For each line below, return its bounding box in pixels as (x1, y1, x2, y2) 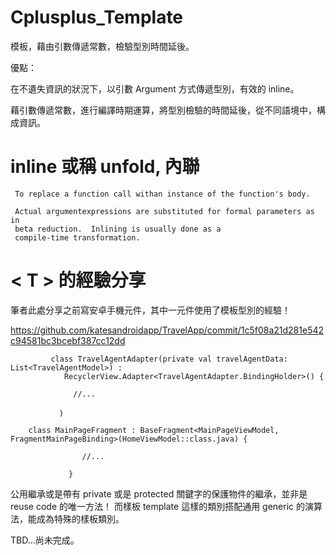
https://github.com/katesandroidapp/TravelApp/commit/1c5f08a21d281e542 (10, 324, 325, 336)
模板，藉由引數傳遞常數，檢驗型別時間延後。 (10, 40, 195, 52)
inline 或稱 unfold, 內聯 (10, 156, 200, 178)
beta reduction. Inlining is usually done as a (14, 224, 222, 234)
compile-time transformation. (14, 232, 141, 243)
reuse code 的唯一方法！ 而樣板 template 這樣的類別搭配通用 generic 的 (10, 500, 305, 512)
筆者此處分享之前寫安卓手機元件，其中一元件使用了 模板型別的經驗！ (10, 304, 291, 316)
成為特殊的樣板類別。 (36, 512, 125, 525)
